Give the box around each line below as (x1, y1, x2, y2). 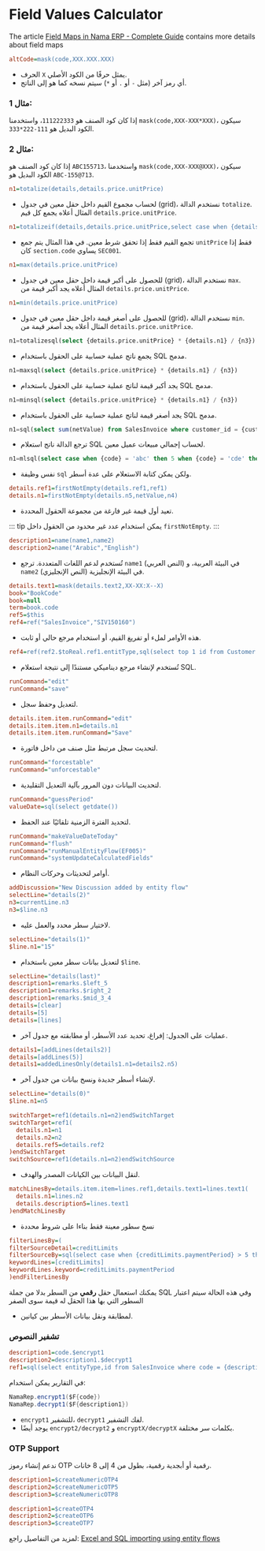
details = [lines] (9, 1016, 62, 1024)
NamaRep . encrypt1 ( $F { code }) (9, 1392, 101, 1401)
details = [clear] (9, 1002, 62, 1010)
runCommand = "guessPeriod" (9, 795, 94, 804)
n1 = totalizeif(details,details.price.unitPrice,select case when (9, 223, 227, 231)
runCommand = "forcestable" (9, 759, 94, 767)
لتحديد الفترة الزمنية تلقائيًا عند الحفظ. (20, 817, 131, 826)
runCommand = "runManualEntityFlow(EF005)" (9, 847, 147, 855)
